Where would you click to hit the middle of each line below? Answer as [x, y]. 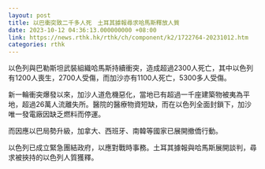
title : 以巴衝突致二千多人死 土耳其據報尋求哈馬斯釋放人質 [94, 23]
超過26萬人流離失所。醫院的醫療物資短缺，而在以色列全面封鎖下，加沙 [137, 105]
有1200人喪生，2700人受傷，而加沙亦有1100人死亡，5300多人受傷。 [119, 78]
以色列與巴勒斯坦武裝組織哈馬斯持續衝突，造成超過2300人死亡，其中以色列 [131, 68]
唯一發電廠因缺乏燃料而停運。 [56, 114]
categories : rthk [37, 45]
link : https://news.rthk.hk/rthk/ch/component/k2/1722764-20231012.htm [128, 37]
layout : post [30, 15]
